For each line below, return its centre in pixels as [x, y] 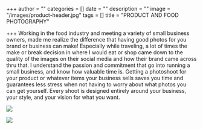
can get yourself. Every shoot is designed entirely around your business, [96, 91]
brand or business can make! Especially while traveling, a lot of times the [97, 46]
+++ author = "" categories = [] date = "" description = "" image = [89, 9]
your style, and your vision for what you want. [63, 97]
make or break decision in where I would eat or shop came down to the [95, 52]
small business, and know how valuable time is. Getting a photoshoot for [96, 71]
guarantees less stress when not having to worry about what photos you [96, 84]
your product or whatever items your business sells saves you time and [95, 78]
